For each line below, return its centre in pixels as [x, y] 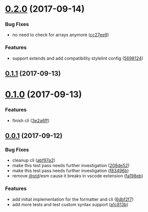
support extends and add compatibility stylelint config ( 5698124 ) [78, 58]
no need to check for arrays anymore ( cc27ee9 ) [61, 35]
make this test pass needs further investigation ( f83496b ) [70, 171]
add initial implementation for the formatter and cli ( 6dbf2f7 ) [73, 199]
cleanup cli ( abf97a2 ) [34, 160]
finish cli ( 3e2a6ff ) [31, 120]
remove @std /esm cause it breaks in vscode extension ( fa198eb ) [78, 176]
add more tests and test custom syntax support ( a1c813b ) [70, 204]
